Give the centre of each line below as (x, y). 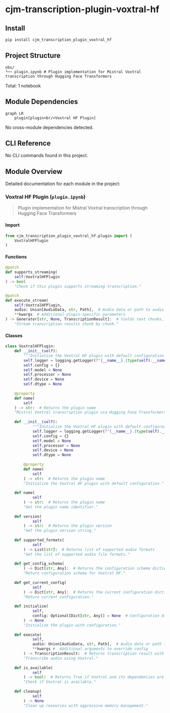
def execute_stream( (27, 300)
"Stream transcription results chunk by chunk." (67, 324)
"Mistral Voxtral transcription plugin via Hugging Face (76, 412)
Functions (16, 257)
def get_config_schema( (39, 564)
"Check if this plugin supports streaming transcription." (78, 286)
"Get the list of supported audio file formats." (77, 554)
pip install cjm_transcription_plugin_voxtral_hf (59, 40)
